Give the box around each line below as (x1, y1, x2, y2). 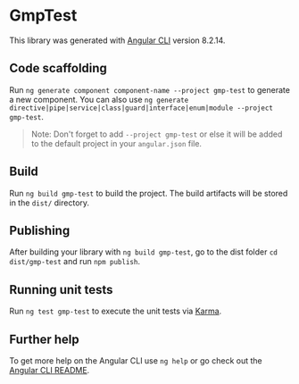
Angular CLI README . (9, 365, 90, 375)
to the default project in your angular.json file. (30, 138, 203, 148)
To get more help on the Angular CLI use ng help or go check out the (9, 355, 262, 366)
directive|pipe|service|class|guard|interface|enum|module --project (9, 104, 274, 113)
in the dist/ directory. (9, 197, 90, 208)
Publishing (9, 222, 71, 238)
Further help (9, 331, 80, 346)
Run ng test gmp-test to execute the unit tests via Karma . (9, 305, 222, 317)
